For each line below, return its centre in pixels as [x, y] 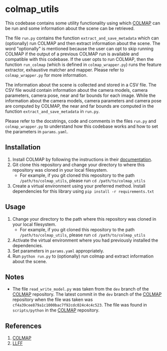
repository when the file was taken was [52, 300]
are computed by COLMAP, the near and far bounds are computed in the [80, 106]
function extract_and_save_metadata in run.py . [52, 111]
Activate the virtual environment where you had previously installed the [85, 240]
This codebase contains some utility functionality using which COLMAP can [83, 23]
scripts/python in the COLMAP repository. [56, 310]
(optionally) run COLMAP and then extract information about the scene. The [83, 43]
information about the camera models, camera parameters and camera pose [83, 100]
